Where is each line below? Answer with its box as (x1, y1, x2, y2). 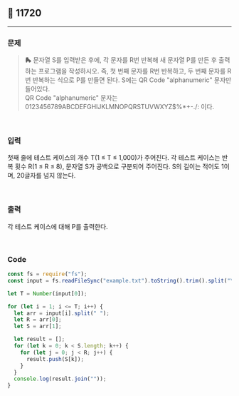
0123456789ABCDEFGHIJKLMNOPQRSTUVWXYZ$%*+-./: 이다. (24, 103, 215, 111)
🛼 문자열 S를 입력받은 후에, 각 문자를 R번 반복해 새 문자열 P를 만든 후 (24, 56, 217, 64)
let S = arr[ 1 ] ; (14, 323, 62, 330)
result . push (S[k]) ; (26, 355, 84, 362)
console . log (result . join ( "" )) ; (14, 375, 107, 382)
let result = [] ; (14, 336, 65, 343)
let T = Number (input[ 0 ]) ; (7, 290, 87, 297)
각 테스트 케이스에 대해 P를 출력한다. (7, 222, 108, 230)
